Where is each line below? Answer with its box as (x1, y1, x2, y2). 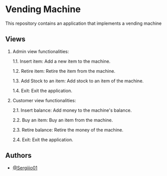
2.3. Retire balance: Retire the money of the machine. (12, 126, 123, 133)
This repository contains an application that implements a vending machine (5, 20, 162, 26)
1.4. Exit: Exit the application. (12, 87, 72, 94)
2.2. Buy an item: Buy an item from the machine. (12, 117, 113, 123)
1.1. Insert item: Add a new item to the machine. (12, 58, 111, 64)
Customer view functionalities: (12, 97, 76, 103)
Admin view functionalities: (12, 48, 69, 54)
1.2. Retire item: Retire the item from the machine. (12, 68, 115, 74)
